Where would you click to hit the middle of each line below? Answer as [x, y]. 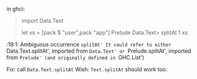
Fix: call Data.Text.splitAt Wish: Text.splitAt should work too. [87, 69]
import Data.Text [42, 21]
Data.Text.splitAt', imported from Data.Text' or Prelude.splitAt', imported [99, 51]
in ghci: [16, 9]
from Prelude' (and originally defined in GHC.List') [76, 57]
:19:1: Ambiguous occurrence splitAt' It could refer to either [89, 44]
